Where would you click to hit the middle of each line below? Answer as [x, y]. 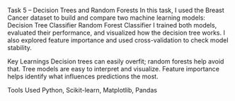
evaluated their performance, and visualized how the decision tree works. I [116, 32]
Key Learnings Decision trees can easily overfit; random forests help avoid [116, 61]
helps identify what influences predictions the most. [83, 76]
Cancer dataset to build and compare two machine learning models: [106, 18]
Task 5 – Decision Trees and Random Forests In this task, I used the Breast [116, 10]
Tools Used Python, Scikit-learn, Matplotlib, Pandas [82, 90]
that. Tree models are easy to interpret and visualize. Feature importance [113, 69]
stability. [19, 48]
